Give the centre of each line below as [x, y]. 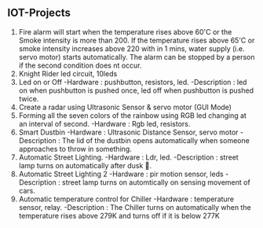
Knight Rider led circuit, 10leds [68, 73]
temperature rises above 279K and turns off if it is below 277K [119, 215]
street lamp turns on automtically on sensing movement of [156, 182]
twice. [29, 98]
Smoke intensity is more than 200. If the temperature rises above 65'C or [137, 40]
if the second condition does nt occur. [80, 65]
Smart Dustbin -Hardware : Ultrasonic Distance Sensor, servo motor [128, 132]
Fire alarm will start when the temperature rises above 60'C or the [125, 31]
